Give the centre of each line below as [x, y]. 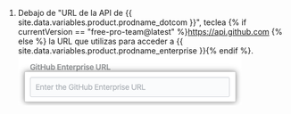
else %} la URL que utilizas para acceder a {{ [100, 41]
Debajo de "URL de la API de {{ [75, 13]
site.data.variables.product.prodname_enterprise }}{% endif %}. [136, 51]
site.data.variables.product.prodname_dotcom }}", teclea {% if [132, 22]
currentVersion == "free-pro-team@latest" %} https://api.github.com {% [150, 32]
